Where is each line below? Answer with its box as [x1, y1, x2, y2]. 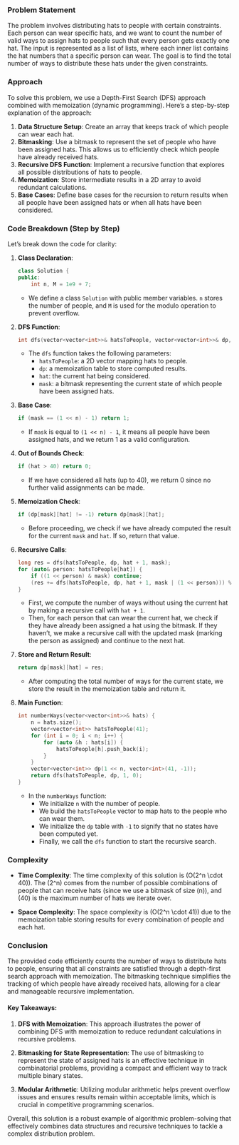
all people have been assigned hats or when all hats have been [17, 198, 202, 206]
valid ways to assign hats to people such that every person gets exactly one [7, 36, 230, 45]
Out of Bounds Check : [17, 449, 85, 458]
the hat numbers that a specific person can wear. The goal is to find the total [7, 51, 232, 60]
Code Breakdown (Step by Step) [7, 223, 120, 233]
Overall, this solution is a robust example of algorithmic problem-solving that [7, 1114, 231, 1122]
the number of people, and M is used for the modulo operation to [28, 301, 217, 310]
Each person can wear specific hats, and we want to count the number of [7, 29, 223, 37]
